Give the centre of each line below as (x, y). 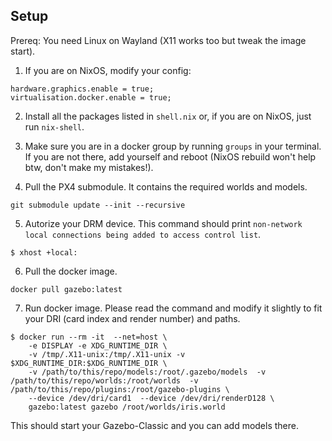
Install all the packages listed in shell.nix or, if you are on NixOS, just (168, 116)
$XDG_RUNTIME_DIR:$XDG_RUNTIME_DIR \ (89, 363)
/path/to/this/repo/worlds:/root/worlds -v (104, 380)
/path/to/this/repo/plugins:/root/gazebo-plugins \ (120, 389)
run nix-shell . (54, 126)
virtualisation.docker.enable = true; (91, 97)
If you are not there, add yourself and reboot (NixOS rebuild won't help (170, 156)
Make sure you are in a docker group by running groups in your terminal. (173, 146)
